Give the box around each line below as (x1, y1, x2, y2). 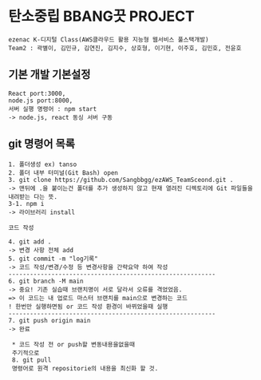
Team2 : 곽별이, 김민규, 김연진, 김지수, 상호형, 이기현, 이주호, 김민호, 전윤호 (8, 44, 242, 52)
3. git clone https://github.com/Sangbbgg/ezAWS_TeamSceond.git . (8, 176, 234, 184)
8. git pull (11, 356, 52, 364)
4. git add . (8, 237, 52, 246)
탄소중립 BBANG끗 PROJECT (8, 7, 196, 26)
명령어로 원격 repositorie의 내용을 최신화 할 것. (11, 364, 159, 372)
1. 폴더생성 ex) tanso (8, 160, 77, 168)
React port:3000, (8, 89, 66, 97)
